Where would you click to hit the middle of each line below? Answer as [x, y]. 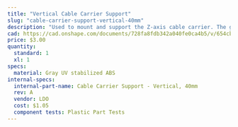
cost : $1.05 [32, 106]
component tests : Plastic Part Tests [69, 112]
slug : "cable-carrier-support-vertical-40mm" [75, 20]
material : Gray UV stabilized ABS [64, 73]
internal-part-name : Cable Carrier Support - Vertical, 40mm [106, 86]
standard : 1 [32, 54]
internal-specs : [31, 79]
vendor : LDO [32, 99]
